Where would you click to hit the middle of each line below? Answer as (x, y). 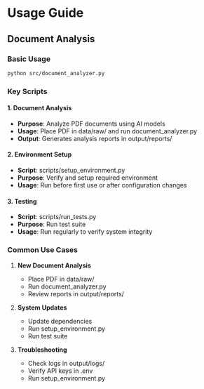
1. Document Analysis (40, 108)
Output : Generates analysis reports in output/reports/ (95, 138)
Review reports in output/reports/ (76, 294)
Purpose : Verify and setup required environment (88, 178)
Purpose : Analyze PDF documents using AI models (91, 124)
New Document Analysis (54, 265)
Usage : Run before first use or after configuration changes (102, 185)
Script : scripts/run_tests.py (57, 217)
